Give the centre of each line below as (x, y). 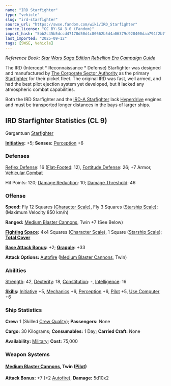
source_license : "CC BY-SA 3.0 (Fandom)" (50, 29)
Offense (16, 196)
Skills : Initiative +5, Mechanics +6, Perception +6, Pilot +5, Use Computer (82, 292)
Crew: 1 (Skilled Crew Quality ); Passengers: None (58, 321)
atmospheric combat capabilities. (40, 89)
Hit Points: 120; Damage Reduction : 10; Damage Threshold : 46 (70, 182)
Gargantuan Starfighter (30, 133)
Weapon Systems (27, 354)
